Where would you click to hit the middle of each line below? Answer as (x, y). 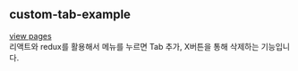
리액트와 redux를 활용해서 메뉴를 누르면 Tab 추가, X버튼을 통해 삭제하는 (134, 46)
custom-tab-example (70, 15)
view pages (30, 35)
